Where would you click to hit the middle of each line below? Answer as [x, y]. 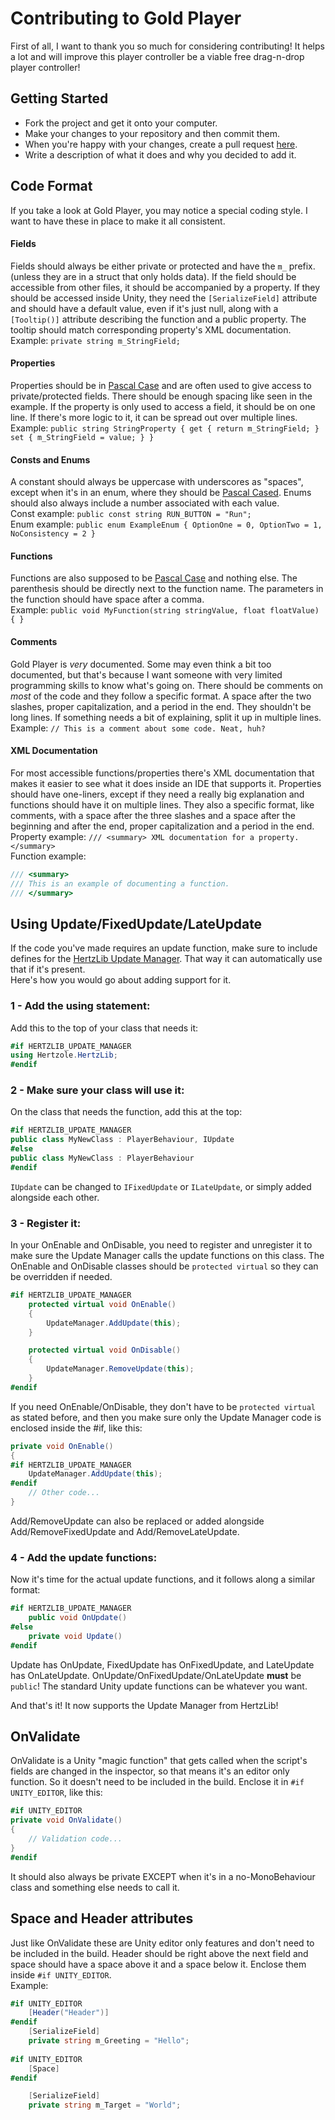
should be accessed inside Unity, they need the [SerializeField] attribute [164, 298]
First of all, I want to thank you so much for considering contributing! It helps [167, 46]
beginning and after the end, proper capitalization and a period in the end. [162, 826]
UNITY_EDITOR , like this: [56, 1793]
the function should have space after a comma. [107, 599]
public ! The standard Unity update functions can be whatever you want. [159, 1686]
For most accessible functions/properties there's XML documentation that [162, 773]
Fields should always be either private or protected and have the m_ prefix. [163, 266]
